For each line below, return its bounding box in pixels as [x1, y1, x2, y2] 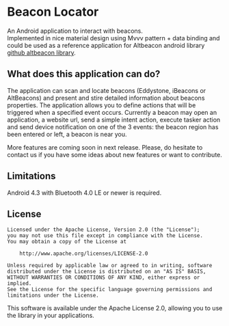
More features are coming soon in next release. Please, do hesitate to [7, 143, 203, 151]
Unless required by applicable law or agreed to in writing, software [7, 262, 213, 269]
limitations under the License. [7, 292, 99, 299]
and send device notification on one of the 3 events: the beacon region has [7, 122, 219, 131]
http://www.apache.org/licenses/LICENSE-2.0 [19, 250, 148, 257]
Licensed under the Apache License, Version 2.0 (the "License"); [7, 226, 200, 233]
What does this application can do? [7, 68, 161, 80]
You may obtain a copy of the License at [7, 239, 127, 245]
